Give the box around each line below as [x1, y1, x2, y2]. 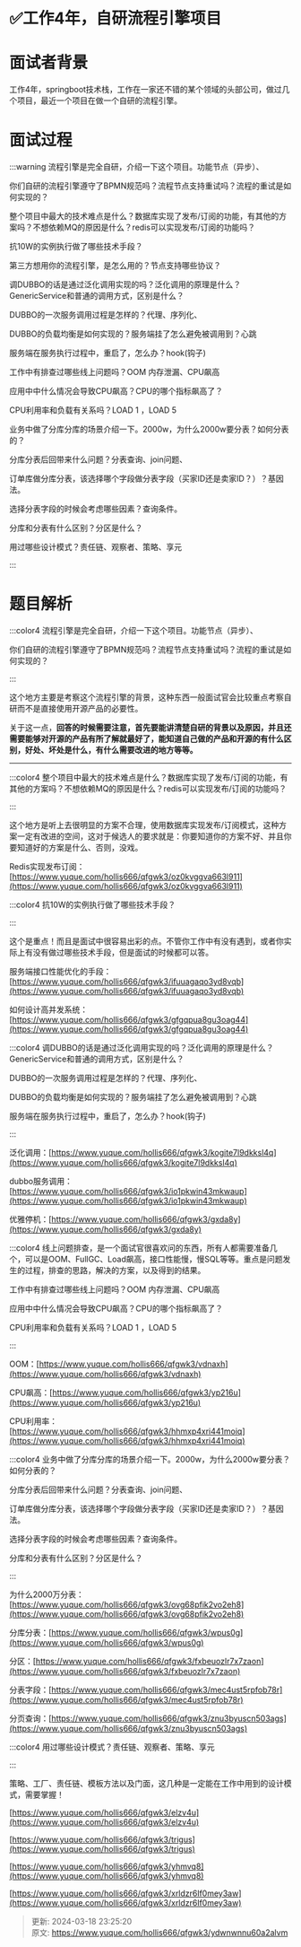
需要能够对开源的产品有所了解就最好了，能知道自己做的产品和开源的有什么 [9, 733, 284, 744]
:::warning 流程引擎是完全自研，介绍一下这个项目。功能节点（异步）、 [9, 162, 264, 172]
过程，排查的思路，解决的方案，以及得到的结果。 [24, 1265, 206, 1275]
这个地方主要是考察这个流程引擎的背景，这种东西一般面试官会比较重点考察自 [9, 692, 292, 703]
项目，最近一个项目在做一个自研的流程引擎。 [16, 95, 182, 106]
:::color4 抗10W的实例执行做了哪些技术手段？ [9, 899, 176, 910]
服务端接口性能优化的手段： [9, 966, 112, 976]
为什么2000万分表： [9, 1589, 85, 1600]
